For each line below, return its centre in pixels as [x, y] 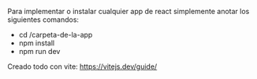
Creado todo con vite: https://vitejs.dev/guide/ [82, 66]
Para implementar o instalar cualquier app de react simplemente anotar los [128, 11]
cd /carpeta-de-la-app [56, 35]
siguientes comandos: [43, 20]
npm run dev [39, 51]
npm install [37, 43]
